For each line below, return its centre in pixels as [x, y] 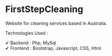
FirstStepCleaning [44, 9]
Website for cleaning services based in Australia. [56, 23]
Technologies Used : [27, 33]
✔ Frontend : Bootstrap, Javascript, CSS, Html [53, 48]
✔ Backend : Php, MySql [31, 43]
